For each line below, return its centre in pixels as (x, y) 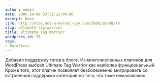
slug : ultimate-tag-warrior (34, 28)
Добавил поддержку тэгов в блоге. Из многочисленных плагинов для (79, 60)
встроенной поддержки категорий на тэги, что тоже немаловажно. (76, 75)
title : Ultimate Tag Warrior (35, 32)
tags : (11, 41)
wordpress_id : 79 (23, 37)
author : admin (20, 10)
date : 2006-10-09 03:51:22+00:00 (39, 14)
